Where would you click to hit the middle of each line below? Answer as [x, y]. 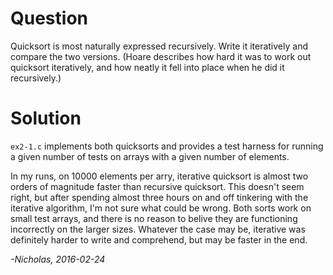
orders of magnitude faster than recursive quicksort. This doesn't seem [157, 186]
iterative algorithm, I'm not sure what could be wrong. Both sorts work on [161, 208]
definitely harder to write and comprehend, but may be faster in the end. [159, 239]
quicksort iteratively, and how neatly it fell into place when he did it [147, 67]
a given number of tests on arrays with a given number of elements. [150, 156]
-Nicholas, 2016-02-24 [58, 259]
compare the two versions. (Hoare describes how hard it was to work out [161, 56]
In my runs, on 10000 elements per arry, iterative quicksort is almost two [159, 176]
